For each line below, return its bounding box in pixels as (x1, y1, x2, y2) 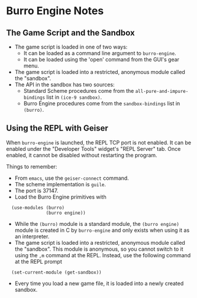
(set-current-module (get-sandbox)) (11, 269, 102, 276)
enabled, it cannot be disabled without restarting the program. (6, 151, 158, 158)
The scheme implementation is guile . (14, 180, 106, 187)
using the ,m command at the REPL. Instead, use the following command (14, 251, 191, 258)
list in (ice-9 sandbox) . (46, 93, 102, 101)
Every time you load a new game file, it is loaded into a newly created (14, 280, 184, 287)
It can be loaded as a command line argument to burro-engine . (23, 50, 176, 57)
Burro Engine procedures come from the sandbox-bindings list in (23, 100, 180, 107)
